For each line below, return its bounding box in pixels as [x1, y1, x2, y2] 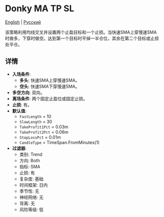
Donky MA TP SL [5, 3, 75, 14]
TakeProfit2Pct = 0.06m [19, 129, 68, 135]
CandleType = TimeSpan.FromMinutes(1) [19, 139, 100, 145]
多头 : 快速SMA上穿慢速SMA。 [19, 77, 80, 83]
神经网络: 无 [19, 194, 44, 200]
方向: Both [19, 157, 40, 163]
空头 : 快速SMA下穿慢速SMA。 [19, 83, 80, 89]
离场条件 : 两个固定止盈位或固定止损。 [12, 96, 88, 101]
